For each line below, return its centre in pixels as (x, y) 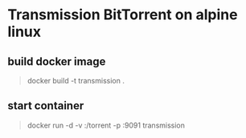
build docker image (57, 61)
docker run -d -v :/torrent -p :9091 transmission (106, 125)
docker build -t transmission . (76, 81)
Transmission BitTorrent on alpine (123, 15)
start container (46, 106)
